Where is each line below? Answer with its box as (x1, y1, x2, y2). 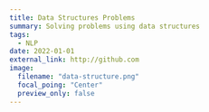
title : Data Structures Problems (9, 13, 136, 23)
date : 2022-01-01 (9, 47, 75, 56)
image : (9, 64, 34, 73)
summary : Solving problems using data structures (9, 22, 201, 31)
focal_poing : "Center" (17, 80, 103, 89)
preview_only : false (17, 89, 95, 98)
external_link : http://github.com (9, 55, 140, 64)
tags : (9, 30, 30, 39)
